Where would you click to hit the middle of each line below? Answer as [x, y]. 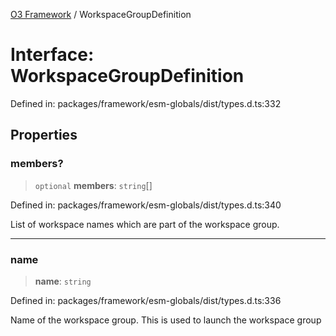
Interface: [52, 55]
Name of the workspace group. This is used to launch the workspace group [166, 320]
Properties [44, 135]
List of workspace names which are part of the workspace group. [145, 224]
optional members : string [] [93, 185]
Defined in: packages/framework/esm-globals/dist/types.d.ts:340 [146, 205]
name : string [63, 281]
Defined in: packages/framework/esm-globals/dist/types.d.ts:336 [146, 300]
